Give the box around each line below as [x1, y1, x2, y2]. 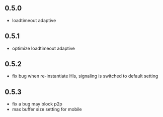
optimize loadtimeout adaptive [12, 45, 75, 51]
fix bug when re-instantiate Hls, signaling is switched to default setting [12, 73, 158, 79]
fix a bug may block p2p [12, 101, 62, 107]
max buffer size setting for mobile [12, 106, 82, 112]
